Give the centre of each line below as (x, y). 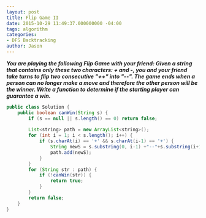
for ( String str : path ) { (63, 169)
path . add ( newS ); (71, 152)
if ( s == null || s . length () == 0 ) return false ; (93, 118)
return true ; (67, 181)
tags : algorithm (27, 29)
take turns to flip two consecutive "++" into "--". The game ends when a (101, 76)
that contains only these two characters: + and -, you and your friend (97, 70)
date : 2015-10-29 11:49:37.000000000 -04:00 (64, 23)
